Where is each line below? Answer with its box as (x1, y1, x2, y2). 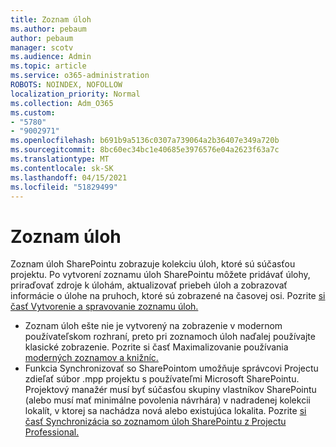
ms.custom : (10, 107, 56, 118)
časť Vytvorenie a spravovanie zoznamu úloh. (10, 301, 199, 313)
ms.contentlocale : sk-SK (10, 163, 114, 173)
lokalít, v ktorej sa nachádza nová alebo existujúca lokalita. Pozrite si (24, 405, 307, 417)
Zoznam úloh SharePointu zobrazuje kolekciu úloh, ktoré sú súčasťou (10, 258, 296, 270)
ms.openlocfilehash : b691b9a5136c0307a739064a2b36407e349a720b (10, 136, 280, 146)
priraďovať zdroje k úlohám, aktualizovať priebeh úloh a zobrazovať (10, 279, 288, 291)
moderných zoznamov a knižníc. (24, 352, 159, 364)
